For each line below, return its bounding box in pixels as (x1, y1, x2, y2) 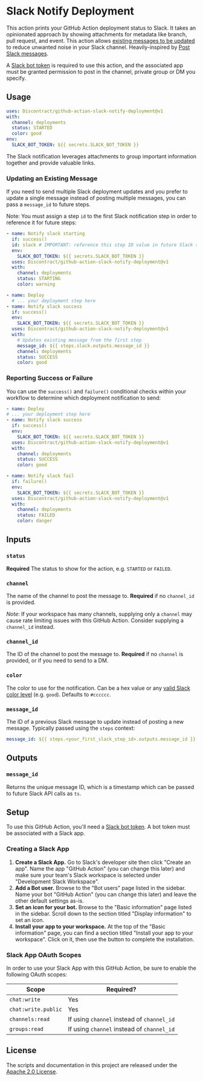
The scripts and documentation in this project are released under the (6, 1061, 178, 1068)
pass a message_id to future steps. (6, 201, 91, 208)
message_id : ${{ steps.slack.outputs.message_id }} (17, 343, 150, 349)
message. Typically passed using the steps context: (6, 724, 135, 732)
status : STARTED (11, 125, 53, 131)
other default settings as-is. (14, 897, 85, 904)
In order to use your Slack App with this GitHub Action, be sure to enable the (6, 964, 196, 972)
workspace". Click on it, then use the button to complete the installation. (14, 935, 195, 943)
